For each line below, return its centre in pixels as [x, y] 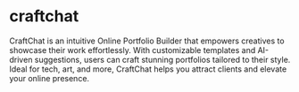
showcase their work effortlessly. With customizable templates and [133, 50]
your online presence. [50, 78]
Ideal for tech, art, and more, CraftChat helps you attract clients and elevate [148, 69]
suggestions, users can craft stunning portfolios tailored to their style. [162, 59]
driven [21, 59]
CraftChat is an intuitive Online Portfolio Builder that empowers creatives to [147, 41]
